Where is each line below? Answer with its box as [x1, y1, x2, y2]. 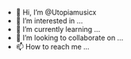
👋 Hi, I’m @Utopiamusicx [15, 8, 97, 17]
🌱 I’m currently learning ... [15, 25, 101, 33]
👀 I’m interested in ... [15, 16, 83, 26]
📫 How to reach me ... [15, 42, 90, 51]
